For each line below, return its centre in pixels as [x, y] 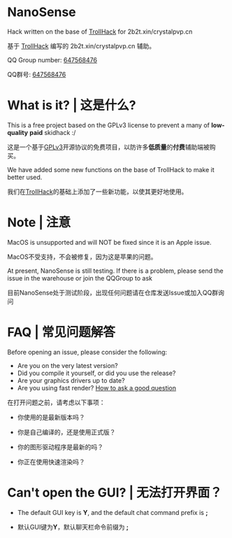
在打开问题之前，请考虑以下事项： [56, 402]
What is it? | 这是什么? [72, 105]
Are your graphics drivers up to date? [71, 380]
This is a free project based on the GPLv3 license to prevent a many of [108, 125]
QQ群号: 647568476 [37, 74]
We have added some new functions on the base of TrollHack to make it [111, 169]
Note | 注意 [39, 223]
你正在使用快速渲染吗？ [51, 462]
